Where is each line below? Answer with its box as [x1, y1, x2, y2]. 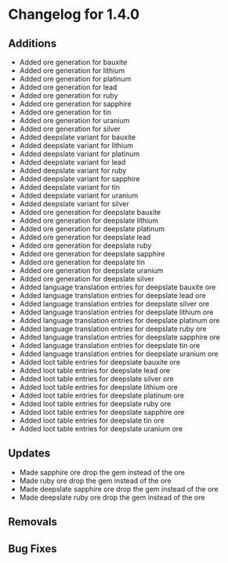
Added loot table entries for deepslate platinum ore [19, 390, 185, 400]
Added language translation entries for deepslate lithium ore [19, 307, 214, 317]
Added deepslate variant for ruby [19, 166, 127, 175]
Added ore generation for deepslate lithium [19, 216, 159, 225]
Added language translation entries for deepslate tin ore [19, 341, 201, 350]
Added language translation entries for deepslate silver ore [19, 300, 210, 308]
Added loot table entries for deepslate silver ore [19, 374, 174, 383]
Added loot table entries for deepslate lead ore [19, 366, 171, 375]
